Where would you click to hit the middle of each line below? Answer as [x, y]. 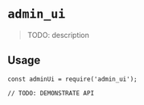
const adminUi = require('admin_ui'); [72, 79]
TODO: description [58, 35]
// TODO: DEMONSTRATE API [51, 93]
